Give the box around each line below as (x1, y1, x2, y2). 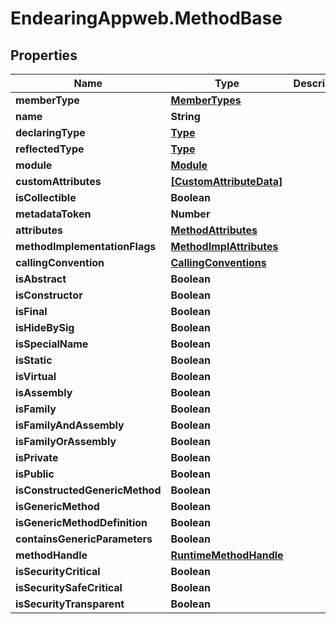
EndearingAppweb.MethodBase (10, 7, 283, 30)
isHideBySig (15, 321, 75, 334)
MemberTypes (170, 93, 242, 107)
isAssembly (15, 386, 73, 399)
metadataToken (15, 207, 92, 221)
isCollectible (15, 191, 77, 204)
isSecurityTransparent (15, 597, 125, 611)
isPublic (15, 467, 55, 481)
